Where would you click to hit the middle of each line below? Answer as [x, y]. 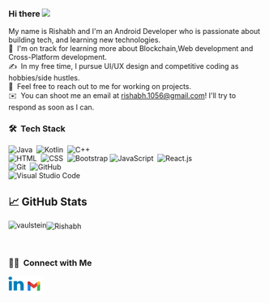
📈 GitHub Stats [48, 201]
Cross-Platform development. [58, 58]
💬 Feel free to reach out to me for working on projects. [100, 87]
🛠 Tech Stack [37, 129]
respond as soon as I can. [51, 107]
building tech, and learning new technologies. [84, 40]
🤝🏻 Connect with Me [50, 263]
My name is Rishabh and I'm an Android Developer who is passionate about [134, 32]
